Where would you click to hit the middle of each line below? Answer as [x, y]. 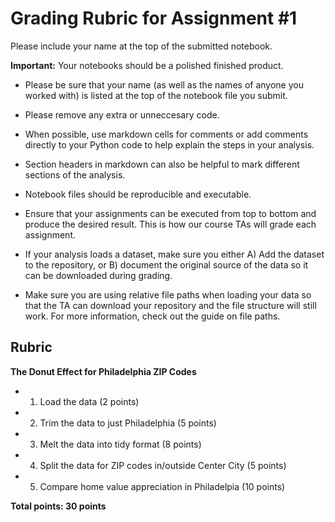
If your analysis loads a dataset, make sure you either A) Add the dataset [174, 254]
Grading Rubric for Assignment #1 [154, 18]
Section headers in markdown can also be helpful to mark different [162, 164]
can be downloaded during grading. [98, 275]
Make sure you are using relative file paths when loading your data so [168, 294]
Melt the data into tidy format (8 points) [120, 444]
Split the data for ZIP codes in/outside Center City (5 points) [163, 465]
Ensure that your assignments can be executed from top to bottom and [170, 213]
